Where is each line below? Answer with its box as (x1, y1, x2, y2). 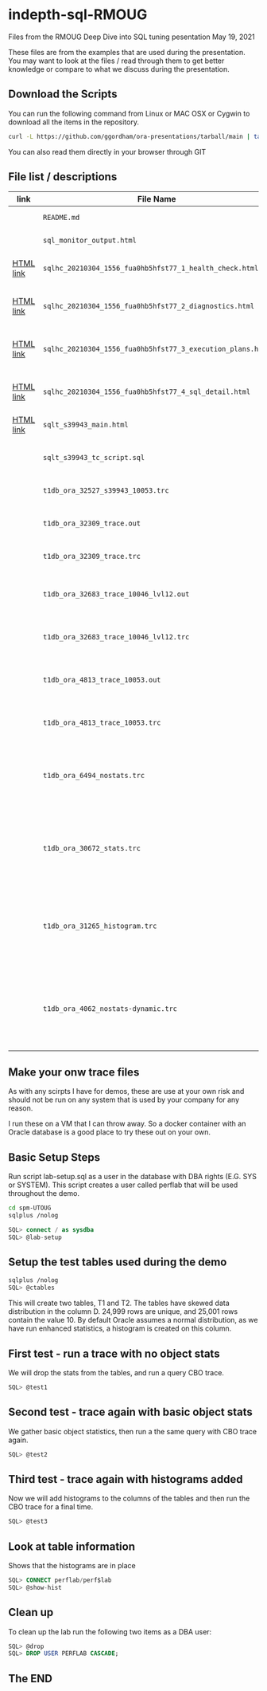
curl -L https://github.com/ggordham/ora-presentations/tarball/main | (8, 132, 250, 140)
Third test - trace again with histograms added (8, 1473, 243, 1486)
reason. (8, 1103, 33, 1113)
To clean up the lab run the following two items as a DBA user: (8, 1626, 212, 1636)
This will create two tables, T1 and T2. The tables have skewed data (8, 1298, 230, 1308)
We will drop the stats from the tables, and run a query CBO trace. (8, 1367, 225, 1377)
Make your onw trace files (8, 1065, 140, 1079)
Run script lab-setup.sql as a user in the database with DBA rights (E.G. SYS (8, 1172, 257, 1182)
